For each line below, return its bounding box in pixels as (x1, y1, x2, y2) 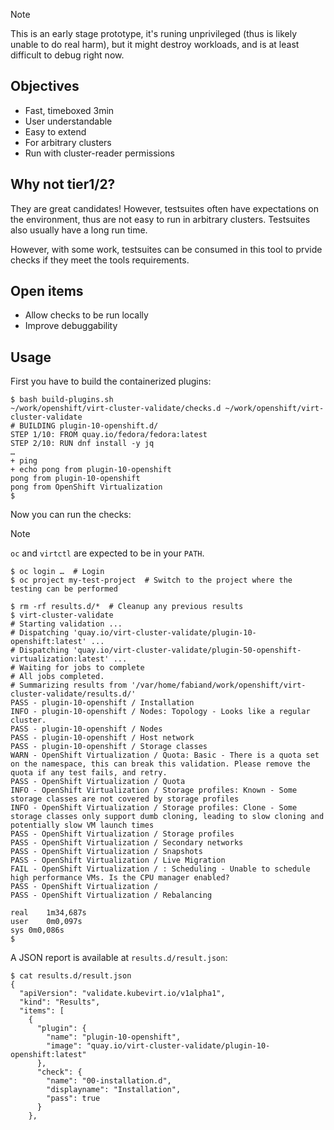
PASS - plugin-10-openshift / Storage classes (10, 742, 208, 752)
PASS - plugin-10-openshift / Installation (10, 698, 195, 708)
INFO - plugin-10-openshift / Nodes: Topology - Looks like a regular (10, 707, 311, 717)
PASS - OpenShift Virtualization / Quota (10, 777, 186, 787)
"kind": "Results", (19, 997, 101, 1008)
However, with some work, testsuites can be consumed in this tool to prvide (10, 243, 323, 255)
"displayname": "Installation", (46, 1085, 182, 1095)
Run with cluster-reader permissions (24, 147, 175, 159)
